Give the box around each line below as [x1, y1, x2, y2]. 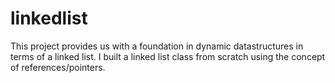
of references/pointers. [10, 61, 106, 73]
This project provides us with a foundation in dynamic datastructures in [10, 40, 304, 52]
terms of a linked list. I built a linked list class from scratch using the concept [10, 50, 326, 62]
